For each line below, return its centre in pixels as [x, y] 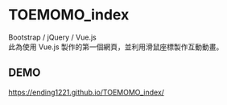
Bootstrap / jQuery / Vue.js [52, 37]
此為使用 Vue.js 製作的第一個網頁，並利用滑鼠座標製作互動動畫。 [116, 47]
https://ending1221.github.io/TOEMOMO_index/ [87, 92]
